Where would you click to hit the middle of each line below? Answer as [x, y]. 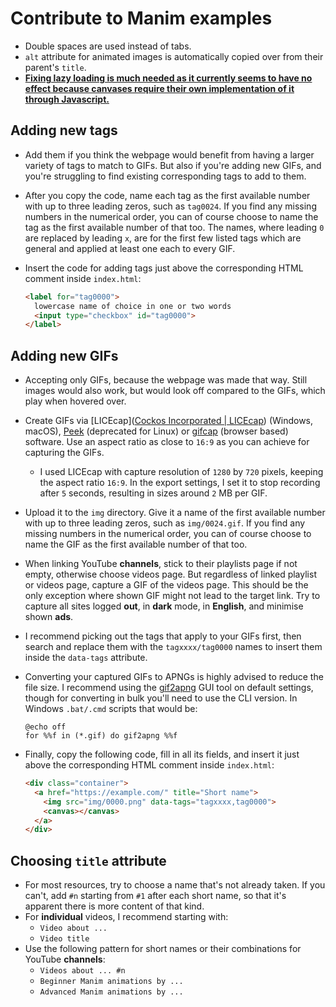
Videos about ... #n [82, 971]
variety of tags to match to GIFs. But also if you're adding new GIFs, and [173, 165]
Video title [64, 939]
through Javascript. [67, 99]
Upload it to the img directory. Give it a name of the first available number [175, 513]
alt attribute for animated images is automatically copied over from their [174, 56]
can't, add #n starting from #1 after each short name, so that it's [155, 896]
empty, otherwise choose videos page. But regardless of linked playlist [170, 574]
